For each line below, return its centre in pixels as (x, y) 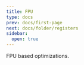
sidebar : (17, 34)
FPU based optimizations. (38, 56)
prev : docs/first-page (34, 22)
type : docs (20, 17)
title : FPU (20, 12)
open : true (25, 39)
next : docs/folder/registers (42, 28)
